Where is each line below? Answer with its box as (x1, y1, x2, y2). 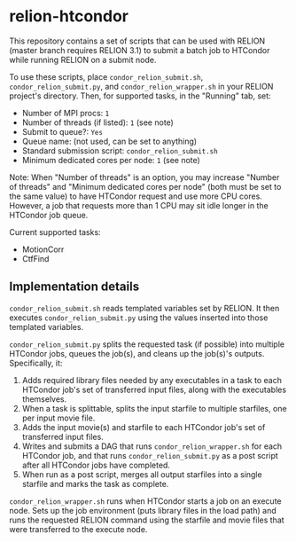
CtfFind (21, 253, 50, 263)
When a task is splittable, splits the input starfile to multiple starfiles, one (21, 403, 287, 413)
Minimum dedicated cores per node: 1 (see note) (21, 154, 201, 165)
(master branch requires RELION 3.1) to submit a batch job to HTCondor (9, 44, 270, 55)
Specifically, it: (9, 357, 63, 368)
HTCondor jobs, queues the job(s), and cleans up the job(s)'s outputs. (9, 348, 265, 358)
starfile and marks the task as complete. (21, 478, 169, 489)
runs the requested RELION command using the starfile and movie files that (9, 515, 285, 525)
